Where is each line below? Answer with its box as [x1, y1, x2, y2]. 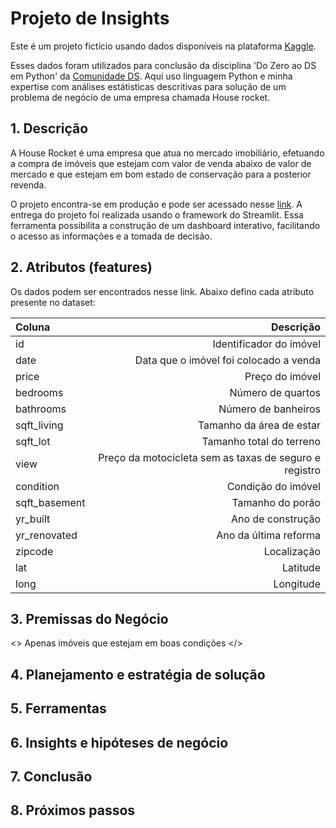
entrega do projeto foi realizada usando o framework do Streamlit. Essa [10, 208, 304, 221]
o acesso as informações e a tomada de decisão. [10, 230, 213, 242]
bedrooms [15, 385, 64, 399]
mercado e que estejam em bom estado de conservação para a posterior [10, 168, 312, 180]
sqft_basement [15, 495, 86, 509]
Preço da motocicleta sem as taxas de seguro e [98, 450, 321, 464]
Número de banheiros [218, 402, 321, 416]
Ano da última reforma [216, 528, 321, 542]
